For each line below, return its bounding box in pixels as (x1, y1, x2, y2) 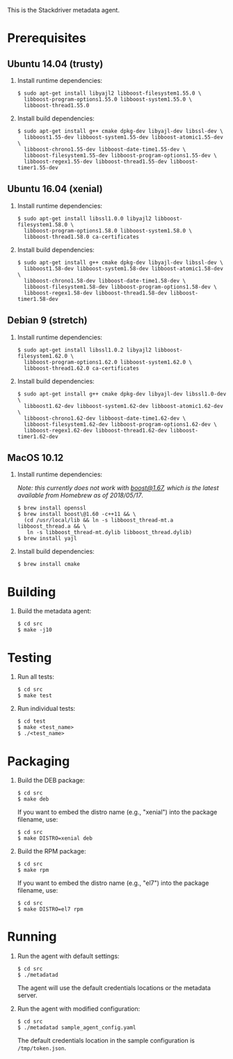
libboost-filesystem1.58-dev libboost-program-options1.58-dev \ (24, 283, 217, 290)
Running (7, 929, 57, 945)
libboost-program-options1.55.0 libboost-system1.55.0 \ (24, 96, 193, 103)
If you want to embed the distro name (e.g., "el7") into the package (17, 879, 209, 887)
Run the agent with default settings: (17, 952, 120, 960)
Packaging (7, 753, 70, 769)
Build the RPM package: (17, 847, 86, 856)
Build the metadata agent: (17, 607, 92, 615)
